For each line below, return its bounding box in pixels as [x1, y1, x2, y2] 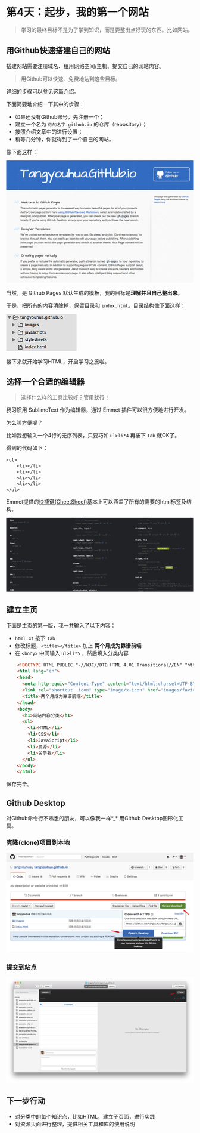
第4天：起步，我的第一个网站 [6, 5, 149, 19]
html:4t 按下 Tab [14, 634, 55, 641]
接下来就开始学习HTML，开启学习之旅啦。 [6, 357, 110, 365]
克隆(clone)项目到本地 [6, 839, 70, 847]
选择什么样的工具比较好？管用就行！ [20, 394, 110, 401]
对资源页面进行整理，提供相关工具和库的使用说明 [14, 1120, 135, 1128]
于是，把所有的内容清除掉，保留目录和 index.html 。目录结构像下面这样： [6, 302, 186, 309]
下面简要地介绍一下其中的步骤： [6, 100, 85, 107]
